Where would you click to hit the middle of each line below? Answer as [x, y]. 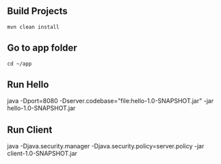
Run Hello [28, 85]
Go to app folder [42, 48]
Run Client [30, 129]
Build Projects [37, 11]
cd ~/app [19, 64]
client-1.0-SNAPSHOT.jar [42, 154]
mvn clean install [33, 27]
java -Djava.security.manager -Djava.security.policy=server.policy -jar [106, 146]
